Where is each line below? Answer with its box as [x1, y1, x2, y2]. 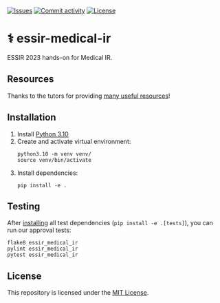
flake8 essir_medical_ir [7, 240, 78, 247]
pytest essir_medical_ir [7, 251, 78, 258]
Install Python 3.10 [16, 129, 69, 138]
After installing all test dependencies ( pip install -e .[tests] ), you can [7, 219, 213, 227]
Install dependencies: [16, 169, 78, 177]
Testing [7, 200, 41, 212]
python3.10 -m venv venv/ [16, 150, 91, 158]
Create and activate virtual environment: [16, 137, 131, 145]
